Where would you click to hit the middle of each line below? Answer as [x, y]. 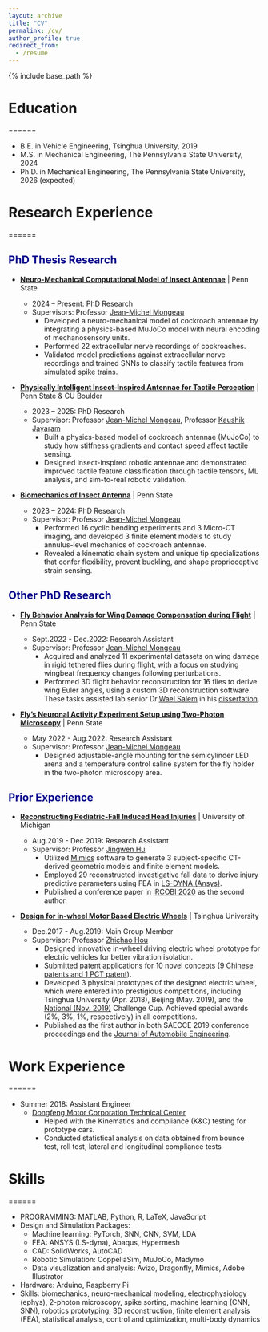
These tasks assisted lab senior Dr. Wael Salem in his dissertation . [152, 698]
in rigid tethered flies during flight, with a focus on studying [141, 664]
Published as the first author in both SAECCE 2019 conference [146, 1025]
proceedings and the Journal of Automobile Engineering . [137, 1034]
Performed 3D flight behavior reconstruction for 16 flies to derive [150, 681]
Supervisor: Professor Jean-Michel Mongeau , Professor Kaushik [138, 420]
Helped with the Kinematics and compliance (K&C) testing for [145, 1121]
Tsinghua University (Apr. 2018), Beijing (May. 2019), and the [144, 1000]
